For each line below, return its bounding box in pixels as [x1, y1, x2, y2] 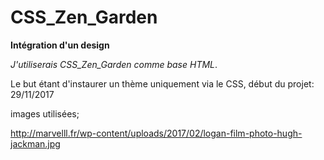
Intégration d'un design [10, 39, 110, 51]
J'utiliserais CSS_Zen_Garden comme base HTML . [10, 58, 218, 70]
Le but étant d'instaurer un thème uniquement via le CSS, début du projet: [10, 77, 315, 90]
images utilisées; [10, 107, 80, 120]
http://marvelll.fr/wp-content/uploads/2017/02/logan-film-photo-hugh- [10, 127, 303, 139]
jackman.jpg [10, 137, 61, 150]
